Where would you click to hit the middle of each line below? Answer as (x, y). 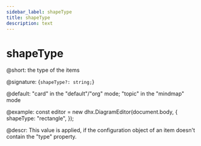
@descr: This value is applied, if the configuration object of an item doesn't (101, 130)
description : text (30, 23)
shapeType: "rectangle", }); (40, 119)
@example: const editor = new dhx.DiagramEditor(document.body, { (92, 112)
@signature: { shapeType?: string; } (51, 82)
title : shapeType (28, 18)
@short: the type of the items (43, 70)
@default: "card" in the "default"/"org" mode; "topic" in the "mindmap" (95, 94)
